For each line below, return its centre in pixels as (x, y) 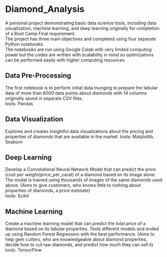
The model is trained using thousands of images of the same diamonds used (84, 180)
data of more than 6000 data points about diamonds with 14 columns (76, 93)
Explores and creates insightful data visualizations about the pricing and (79, 131)
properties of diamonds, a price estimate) (48, 191)
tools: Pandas (19, 104)
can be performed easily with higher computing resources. (66, 60)
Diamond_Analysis (45, 9)
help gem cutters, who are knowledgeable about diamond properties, (76, 240)
